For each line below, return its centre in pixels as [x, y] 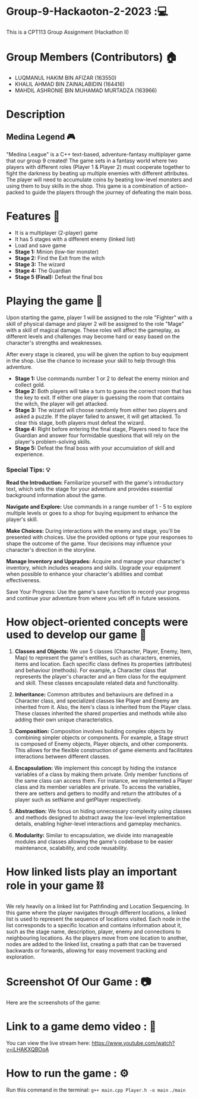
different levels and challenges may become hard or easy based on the [93, 336]
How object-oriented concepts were [97, 622]
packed [15, 192]
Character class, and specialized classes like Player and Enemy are [97, 701]
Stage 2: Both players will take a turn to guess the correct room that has [103, 391]
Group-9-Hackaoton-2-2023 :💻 [87, 12]
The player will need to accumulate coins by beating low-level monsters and [99, 180]
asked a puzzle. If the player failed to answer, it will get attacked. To [98, 416]
